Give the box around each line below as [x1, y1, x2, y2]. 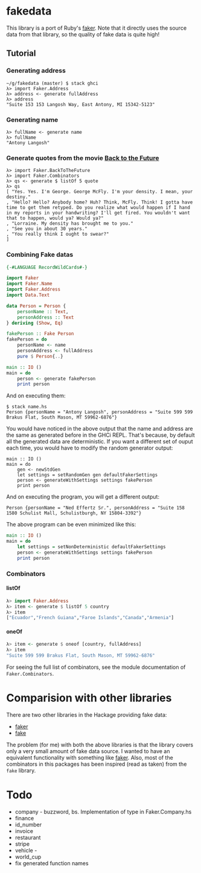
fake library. [6, 767, 36, 774]
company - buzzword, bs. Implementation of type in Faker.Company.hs [14, 808, 192, 815]
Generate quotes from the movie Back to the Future [6, 153, 159, 162]
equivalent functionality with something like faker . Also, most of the [6, 754, 173, 762]
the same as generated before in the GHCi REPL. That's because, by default [6, 431, 195, 439]
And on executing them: [6, 392, 66, 399]
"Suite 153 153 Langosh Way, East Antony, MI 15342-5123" [6, 101, 155, 107]
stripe [14, 840, 30, 848]
